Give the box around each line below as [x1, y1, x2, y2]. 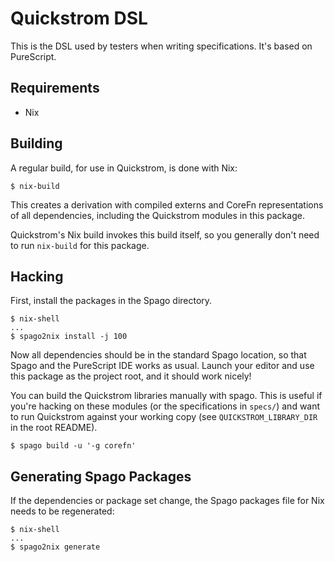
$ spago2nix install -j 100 [10, 332, 128, 342]
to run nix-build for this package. [10, 239, 150, 251]
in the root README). [10, 422, 98, 434]
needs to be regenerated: [10, 505, 115, 517]
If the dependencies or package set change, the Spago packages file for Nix [10, 495, 325, 507]
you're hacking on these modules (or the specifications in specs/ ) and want [10, 400, 321, 412]
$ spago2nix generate [10, 542, 101, 552]
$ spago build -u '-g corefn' [10, 441, 137, 451]
